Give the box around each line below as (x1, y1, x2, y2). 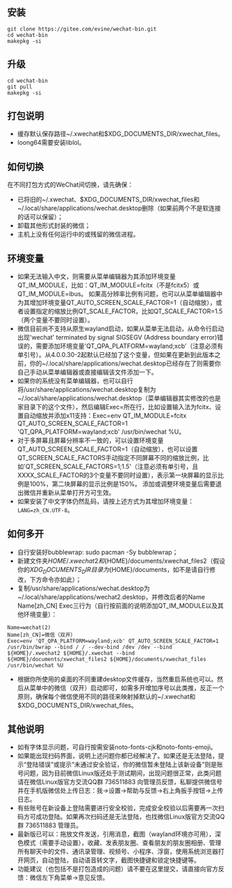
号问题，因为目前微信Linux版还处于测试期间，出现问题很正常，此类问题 (17, 769, 222, 777)
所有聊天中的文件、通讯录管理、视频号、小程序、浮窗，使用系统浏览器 (17, 848, 219, 856)
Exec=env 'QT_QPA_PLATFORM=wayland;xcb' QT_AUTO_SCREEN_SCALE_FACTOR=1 (7, 637, 219, 644)
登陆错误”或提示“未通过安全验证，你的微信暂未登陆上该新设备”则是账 (26, 761, 224, 769)
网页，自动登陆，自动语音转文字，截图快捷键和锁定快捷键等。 (23, 856, 200, 864)
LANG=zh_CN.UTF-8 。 (17, 506, 74, 514)
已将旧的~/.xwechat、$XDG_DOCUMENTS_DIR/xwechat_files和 (17, 196, 200, 204)
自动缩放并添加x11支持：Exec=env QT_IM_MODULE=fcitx (23, 411, 187, 420)
